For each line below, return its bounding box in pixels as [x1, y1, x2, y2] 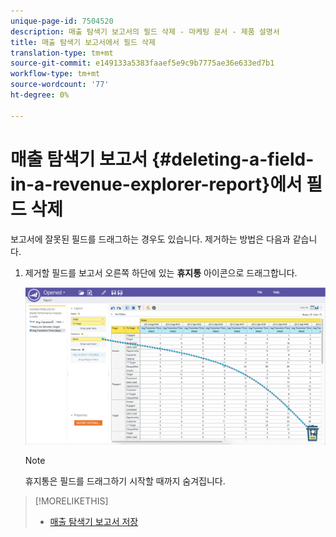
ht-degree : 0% [10, 90, 70, 100]
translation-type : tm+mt [10, 48, 114, 58]
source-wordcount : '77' [10, 80, 110, 90]
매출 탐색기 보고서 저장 [49, 516, 139, 528]
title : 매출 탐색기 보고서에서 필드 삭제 [10, 37, 156, 47]
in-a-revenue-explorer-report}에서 [10, 173, 303, 195]
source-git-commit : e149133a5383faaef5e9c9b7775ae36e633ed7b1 [10, 58, 275, 69]
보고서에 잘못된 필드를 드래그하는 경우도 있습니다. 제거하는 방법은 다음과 [10, 233, 291, 245]
